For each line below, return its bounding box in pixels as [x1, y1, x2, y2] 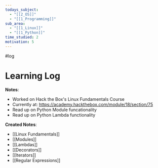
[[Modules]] [12, 136, 37, 142]
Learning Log [5, 70, 61, 82]
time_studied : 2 [5, 35, 39, 40]
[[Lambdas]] [12, 141, 38, 147]
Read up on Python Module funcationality [12, 107, 97, 113]
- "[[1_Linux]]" [9, 26, 43, 31]
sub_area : [5, 21, 26, 26]
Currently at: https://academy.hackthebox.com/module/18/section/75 [12, 101, 153, 107]
